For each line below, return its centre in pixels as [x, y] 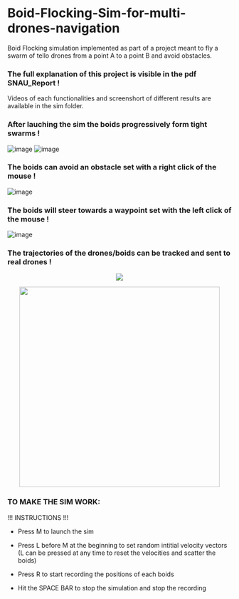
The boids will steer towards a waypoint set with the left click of [119, 210]
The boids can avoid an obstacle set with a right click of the [112, 167]
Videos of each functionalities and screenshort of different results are [109, 98]
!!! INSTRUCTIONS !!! [38, 517]
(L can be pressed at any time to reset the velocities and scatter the [117, 553]
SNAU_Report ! [34, 83]
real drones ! [30, 262]
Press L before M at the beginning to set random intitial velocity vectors [122, 545]
